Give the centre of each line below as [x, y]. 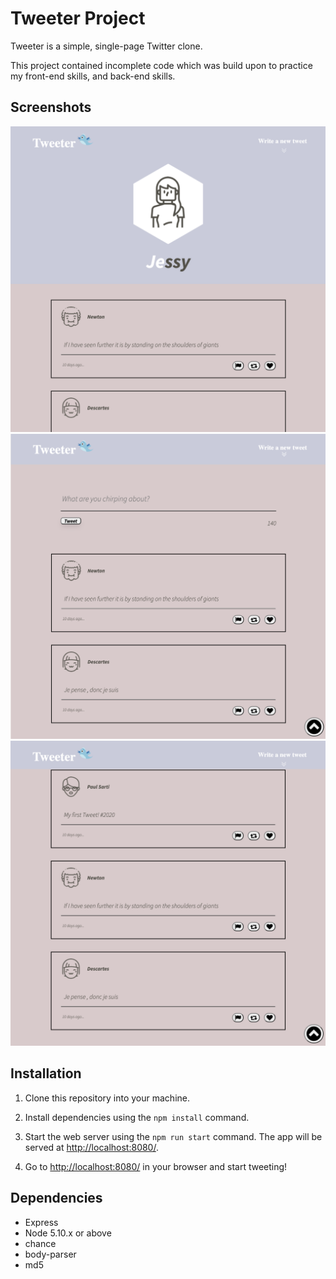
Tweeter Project [78, 18]
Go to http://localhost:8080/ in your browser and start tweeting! [156, 1166]
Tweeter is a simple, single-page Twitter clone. [106, 46]
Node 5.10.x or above [68, 1233]
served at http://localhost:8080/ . [91, 1147]
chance [40, 1243]
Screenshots [51, 107]
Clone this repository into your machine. [107, 1098]
